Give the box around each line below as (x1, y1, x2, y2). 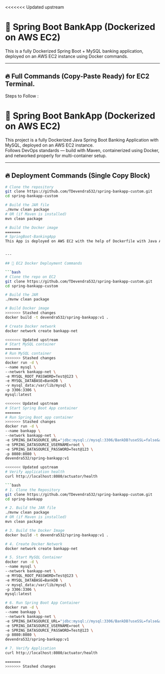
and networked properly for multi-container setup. (5, 153, 107, 158)
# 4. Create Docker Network (5, 541, 63, 547)
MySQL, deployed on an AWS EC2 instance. (5, 142, 94, 148)
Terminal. (5, 80, 35, 88)
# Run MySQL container (5, 351, 52, 356)
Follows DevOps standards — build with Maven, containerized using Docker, (5, 147, 160, 153)
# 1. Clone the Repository (5, 487, 60, 492)
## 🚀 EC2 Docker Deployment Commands (5, 261, 82, 266)
